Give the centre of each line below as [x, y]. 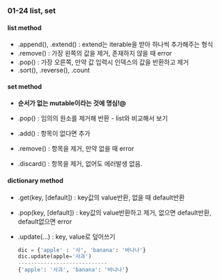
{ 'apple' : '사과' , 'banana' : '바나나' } [73, 270]
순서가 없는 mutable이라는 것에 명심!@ [72, 103]
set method [25, 86]
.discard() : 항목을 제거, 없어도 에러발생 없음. [80, 164]
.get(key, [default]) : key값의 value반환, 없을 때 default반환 [101, 197]
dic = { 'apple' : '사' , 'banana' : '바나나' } [82, 250]
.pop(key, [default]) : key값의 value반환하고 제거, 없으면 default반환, [114, 212]
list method [25, 28]
